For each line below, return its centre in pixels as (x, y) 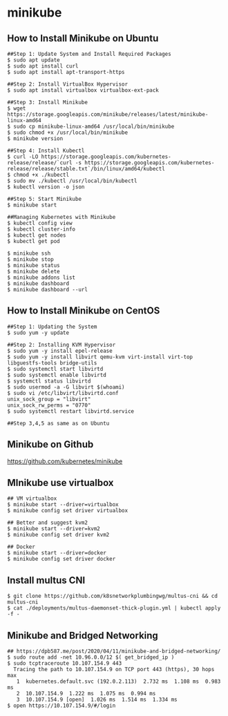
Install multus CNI (46, 580)
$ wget (17, 108)
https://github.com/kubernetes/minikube (65, 461)
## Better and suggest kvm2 (48, 523)
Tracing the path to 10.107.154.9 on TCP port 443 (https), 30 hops (114, 670)
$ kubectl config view (40, 223)
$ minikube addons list (41, 278)
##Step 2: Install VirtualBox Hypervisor (68, 84)
